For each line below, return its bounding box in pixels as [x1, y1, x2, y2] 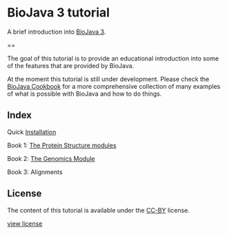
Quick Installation [7, 127, 57, 136]
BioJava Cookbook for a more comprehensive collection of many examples [7, 82, 221, 90]
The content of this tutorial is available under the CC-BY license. [7, 206, 190, 214]
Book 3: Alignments [7, 167, 63, 176]
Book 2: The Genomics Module [7, 154, 95, 162]
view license [7, 219, 43, 228]
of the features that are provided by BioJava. [7, 61, 135, 70]
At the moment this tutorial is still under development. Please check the [7, 74, 210, 83]
